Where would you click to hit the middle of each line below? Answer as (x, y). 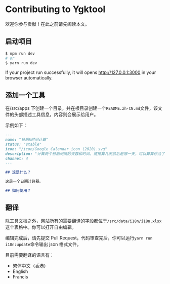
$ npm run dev (20, 53)
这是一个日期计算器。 (24, 181)
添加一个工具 (25, 95)
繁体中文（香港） (30, 266)
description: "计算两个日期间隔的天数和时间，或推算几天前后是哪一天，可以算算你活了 (85, 154)
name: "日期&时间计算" (27, 140)
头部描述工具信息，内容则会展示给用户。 (56, 114)
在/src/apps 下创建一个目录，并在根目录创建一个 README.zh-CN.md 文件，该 (82, 108)
